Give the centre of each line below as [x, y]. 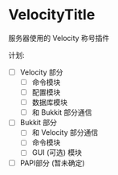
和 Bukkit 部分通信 [62, 112]
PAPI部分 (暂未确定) [53, 163]
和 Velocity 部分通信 [65, 132]
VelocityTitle [52, 15]
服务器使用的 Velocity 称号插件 [59, 38]
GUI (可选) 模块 [57, 153]
